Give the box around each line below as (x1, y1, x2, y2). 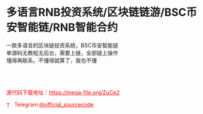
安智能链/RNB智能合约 (6, 21, 119, 34)
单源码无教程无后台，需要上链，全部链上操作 (6, 49, 119, 56)
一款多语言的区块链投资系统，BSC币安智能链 (6, 42, 119, 49)
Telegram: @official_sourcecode (14, 101, 94, 108)
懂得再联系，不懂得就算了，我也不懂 (6, 57, 97, 64)
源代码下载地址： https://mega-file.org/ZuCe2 (6, 89, 120, 96)
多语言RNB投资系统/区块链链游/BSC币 (6, 5, 198, 19)
